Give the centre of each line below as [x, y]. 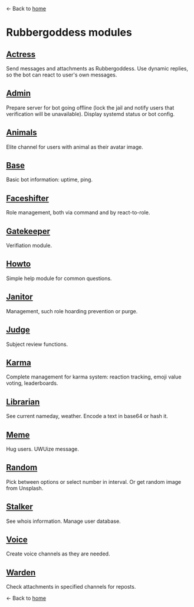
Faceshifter [27, 198]
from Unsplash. [25, 488]
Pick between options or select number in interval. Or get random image [94, 481]
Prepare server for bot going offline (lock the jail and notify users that [90, 107]
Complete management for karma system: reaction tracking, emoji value [94, 377]
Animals [22, 133]
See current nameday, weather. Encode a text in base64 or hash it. [87, 416]
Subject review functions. [37, 344]
